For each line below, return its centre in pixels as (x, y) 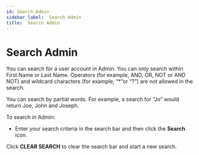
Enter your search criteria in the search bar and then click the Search (100, 129)
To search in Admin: (31, 117)
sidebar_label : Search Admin (44, 17)
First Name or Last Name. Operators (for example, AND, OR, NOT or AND (96, 75)
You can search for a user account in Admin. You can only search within (95, 69)
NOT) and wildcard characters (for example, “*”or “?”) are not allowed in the (99, 82)
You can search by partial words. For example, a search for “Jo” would (93, 100)
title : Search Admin (33, 23)
